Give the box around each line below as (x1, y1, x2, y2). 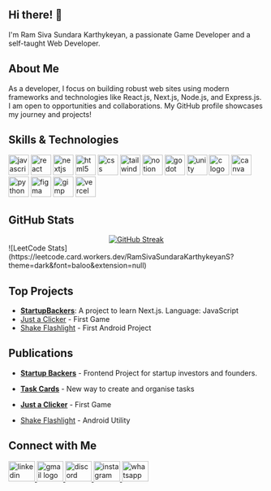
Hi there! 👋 (8, 8, 63, 22)
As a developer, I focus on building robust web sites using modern (8, 83, 230, 93)
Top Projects (8, 284, 74, 298)
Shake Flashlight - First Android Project (19, 323, 152, 333)
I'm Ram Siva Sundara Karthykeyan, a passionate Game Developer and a (8, 29, 251, 39)
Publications (8, 346, 74, 360)
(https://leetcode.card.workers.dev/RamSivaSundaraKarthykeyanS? (8, 252, 234, 262)
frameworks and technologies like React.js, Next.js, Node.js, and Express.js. (8, 92, 262, 102)
